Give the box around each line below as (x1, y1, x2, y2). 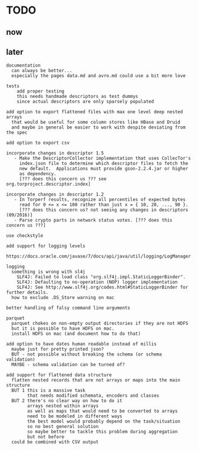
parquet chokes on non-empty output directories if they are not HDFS (11, 321, 189, 327)
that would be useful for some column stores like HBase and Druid (11, 119, 181, 126)
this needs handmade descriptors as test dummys (16, 94, 138, 100)
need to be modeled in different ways (27, 413, 123, 419)
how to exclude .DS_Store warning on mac (11, 295, 115, 301)
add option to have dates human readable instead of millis (6, 341, 157, 347)
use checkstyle (6, 233, 44, 239)
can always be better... (11, 68, 72, 74)
